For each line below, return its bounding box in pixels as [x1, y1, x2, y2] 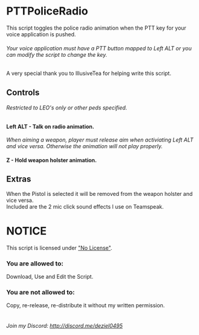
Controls [6, 87, 40, 97]
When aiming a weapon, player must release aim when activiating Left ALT [6, 136, 194, 143]
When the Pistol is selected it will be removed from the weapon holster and [6, 190, 193, 197]
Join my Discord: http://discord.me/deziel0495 [6, 322, 123, 329]
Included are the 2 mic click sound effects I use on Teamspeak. [6, 203, 164, 210]
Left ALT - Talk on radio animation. [6, 123, 95, 130]
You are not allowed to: [6, 288, 75, 296]
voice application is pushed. [6, 30, 76, 37]
